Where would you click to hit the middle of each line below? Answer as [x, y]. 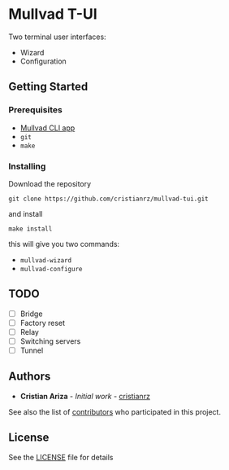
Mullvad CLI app [48, 128]
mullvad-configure [51, 269]
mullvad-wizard [46, 260]
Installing [27, 166]
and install [26, 213]
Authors [30, 377]
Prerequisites [35, 110]
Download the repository [50, 183]
